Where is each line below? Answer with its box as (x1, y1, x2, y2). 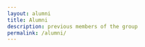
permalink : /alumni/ (7, 29, 67, 37)
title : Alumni (7, 17, 49, 23)
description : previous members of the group (7, 23, 138, 30)
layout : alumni (7, 10, 51, 17)
